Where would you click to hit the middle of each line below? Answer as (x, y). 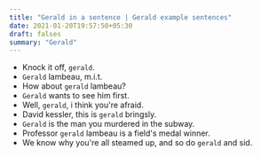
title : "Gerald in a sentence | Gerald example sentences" (121, 17)
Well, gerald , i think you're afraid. (83, 105)
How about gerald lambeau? (74, 86)
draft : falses (36, 34)
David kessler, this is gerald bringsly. (89, 114)
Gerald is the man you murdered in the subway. (108, 124)
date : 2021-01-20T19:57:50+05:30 (71, 26)
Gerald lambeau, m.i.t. (62, 77)
